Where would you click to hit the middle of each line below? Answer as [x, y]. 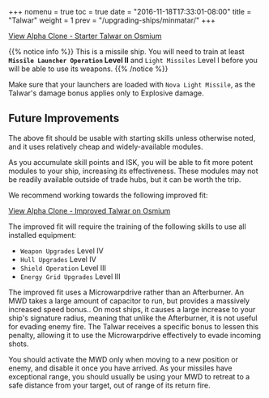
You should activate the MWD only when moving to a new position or [124, 359]
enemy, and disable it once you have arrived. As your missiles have [120, 368]
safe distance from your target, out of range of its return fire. [109, 385]
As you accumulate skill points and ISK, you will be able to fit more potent [131, 162]
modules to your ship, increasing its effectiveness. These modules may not [133, 171]
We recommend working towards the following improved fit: [108, 195]
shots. [19, 344]
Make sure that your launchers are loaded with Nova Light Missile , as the [132, 85]
